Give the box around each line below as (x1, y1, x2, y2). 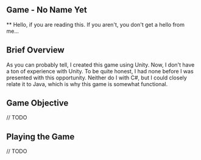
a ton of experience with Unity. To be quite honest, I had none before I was (6, 67, 194, 75)
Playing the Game (6, 132, 75, 142)
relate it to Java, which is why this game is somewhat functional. (6, 80, 168, 87)
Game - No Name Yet (6, 5, 87, 15)
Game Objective (6, 98, 69, 108)
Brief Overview (6, 45, 65, 55)
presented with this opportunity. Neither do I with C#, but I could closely (6, 74, 187, 81)
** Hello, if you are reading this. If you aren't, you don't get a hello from (6, 21, 185, 28)
